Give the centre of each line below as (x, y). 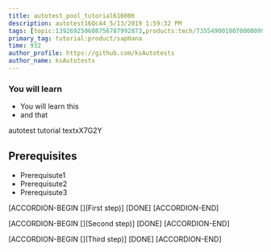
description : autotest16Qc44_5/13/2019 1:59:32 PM (95, 23)
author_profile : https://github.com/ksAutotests (92, 53)
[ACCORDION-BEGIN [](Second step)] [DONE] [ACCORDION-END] (119, 223)
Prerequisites (43, 156)
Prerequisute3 (44, 192)
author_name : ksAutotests (52, 61)
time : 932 (25, 46)
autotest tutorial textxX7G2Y (55, 130)
